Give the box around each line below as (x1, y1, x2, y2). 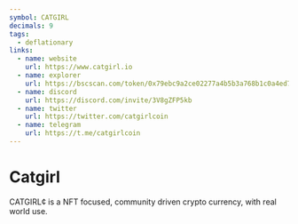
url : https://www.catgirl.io (25, 63, 133, 72)
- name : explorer (17, 71, 82, 80)
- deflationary (17, 37, 74, 47)
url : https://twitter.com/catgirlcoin (25, 112, 169, 121)
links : (9, 46, 34, 55)
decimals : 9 (9, 21, 53, 30)
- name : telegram (17, 121, 82, 130)
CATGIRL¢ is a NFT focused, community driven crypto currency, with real (9, 196, 277, 207)
